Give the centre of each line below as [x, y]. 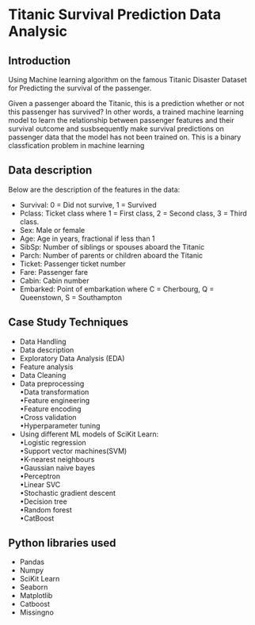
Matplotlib [36, 596]
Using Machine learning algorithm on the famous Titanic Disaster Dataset [127, 80]
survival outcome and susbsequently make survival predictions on [116, 129]
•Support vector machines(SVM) [73, 451]
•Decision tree [43, 501]
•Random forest [46, 509]
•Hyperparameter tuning [60, 425]
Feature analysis [46, 367]
